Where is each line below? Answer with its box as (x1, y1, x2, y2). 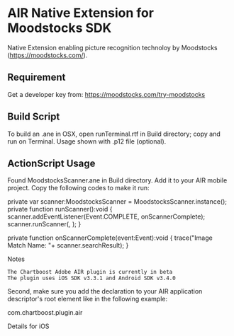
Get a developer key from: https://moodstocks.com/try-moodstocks (7, 90, 206, 98)
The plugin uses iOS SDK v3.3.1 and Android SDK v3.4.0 (7, 274, 176, 282)
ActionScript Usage (7, 157, 96, 169)
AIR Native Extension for (7, 5, 155, 21)
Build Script (7, 111, 60, 123)
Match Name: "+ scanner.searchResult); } (7, 241, 129, 250)
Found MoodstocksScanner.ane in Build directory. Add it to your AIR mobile (7, 176, 228, 185)
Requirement (7, 71, 66, 83)
